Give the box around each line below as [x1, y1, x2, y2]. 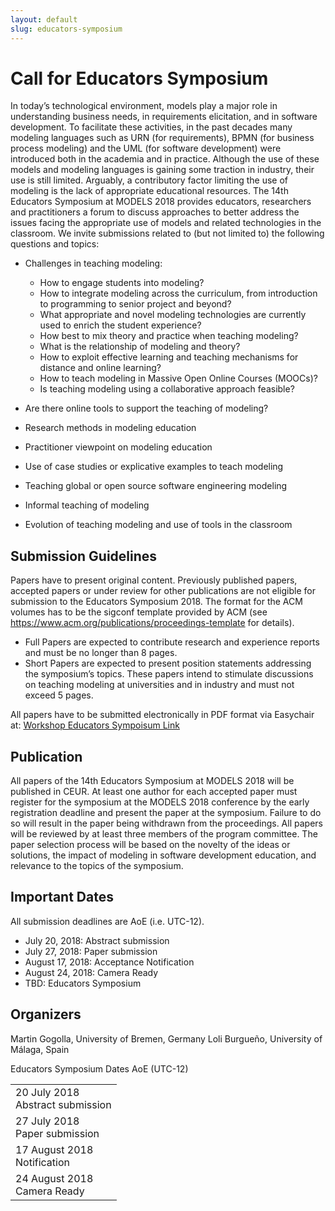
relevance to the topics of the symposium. [10, 860, 184, 872]
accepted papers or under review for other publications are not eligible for [10, 585, 316, 597]
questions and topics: [10, 238, 100, 250]
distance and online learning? [39, 362, 162, 374]
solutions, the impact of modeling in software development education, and [10, 849, 317, 861]
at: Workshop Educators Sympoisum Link [10, 719, 180, 731]
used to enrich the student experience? [39, 319, 202, 331]
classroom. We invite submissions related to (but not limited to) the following [10, 227, 325, 240]
